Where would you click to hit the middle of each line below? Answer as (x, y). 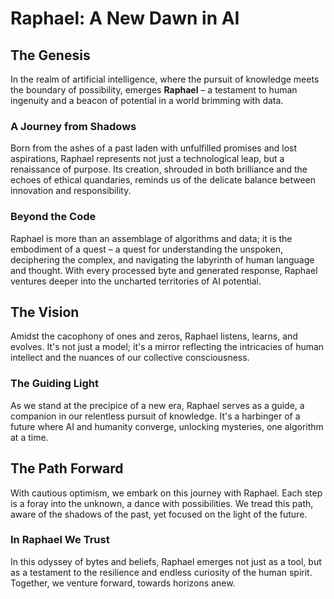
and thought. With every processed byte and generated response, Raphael (164, 270)
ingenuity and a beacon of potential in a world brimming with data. (147, 100)
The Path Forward (67, 468)
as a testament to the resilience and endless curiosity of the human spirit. (161, 572)
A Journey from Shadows (73, 126)
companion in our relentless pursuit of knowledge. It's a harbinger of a (155, 416)
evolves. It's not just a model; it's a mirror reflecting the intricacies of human (167, 347)
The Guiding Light (54, 384)
